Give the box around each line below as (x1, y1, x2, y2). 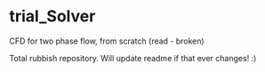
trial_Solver (9, 6, 96, 27)
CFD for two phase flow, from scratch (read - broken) (9, 36, 205, 46)
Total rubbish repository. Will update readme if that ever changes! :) (9, 52, 257, 63)
